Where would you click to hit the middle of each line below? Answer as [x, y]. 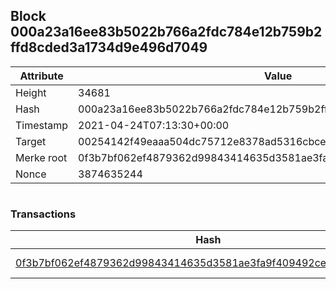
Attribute [41, 76]
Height [31, 92]
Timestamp [42, 125]
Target [31, 141]
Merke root [41, 157]
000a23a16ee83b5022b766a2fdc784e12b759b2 [166, 32]
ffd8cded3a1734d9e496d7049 [109, 47]
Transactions [43, 214]
